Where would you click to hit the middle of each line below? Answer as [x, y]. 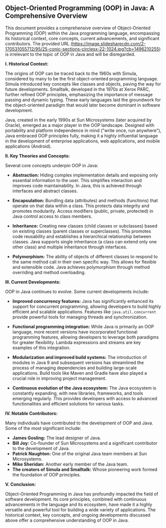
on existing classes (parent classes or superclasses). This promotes [82, 231]
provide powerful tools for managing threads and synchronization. [80, 317]
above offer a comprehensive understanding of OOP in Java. [67, 520]
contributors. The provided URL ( [39, 44]
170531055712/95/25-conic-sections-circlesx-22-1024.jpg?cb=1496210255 [82, 49]
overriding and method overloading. [49, 272]
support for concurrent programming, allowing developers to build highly [86, 306]
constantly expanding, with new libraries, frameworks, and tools [78, 393]
